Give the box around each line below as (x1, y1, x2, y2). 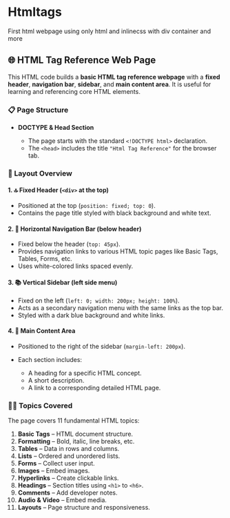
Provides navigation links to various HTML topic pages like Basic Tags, (17, 247, 218, 256)
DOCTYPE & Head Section (17, 124, 94, 132)
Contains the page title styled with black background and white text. (17, 209, 211, 218)
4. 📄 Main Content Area (8, 327, 76, 335)
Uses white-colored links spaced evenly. (17, 262, 134, 270)
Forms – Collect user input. (17, 459, 95, 468)
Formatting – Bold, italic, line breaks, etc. (17, 437, 135, 445)
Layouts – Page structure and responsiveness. (17, 503, 151, 512)
